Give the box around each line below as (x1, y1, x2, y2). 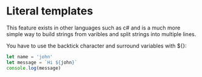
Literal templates (6, 4, 93, 18)
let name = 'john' (6, 54, 53, 60)
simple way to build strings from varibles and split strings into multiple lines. (6, 30, 197, 37)
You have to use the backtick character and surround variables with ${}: (6, 42, 187, 49)
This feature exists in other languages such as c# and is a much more (6, 24, 181, 31)
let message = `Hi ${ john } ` (6, 59, 78, 66)
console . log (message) (6, 65, 61, 71)
